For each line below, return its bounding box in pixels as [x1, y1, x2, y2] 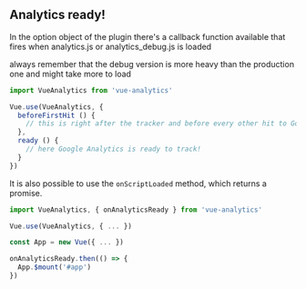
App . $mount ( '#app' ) [17, 263, 92, 272]
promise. [9, 187, 43, 198]
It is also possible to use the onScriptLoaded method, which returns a [9, 177, 267, 189]
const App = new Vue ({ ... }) [9, 238, 125, 247]
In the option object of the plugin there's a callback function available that [9, 31, 286, 42]
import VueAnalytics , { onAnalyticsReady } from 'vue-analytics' [9, 204, 262, 214]
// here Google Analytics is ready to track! [25, 144, 202, 154]
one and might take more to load [9, 68, 132, 79]
